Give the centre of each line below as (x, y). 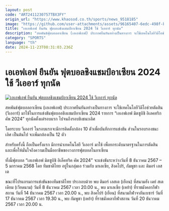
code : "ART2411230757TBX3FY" (36, 15)
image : (12, 24)
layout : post (19, 10)
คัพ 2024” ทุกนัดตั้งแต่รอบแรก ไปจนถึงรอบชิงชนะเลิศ (50, 119)
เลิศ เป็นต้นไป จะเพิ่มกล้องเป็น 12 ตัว (36, 134)
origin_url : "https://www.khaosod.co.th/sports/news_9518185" (72, 19)
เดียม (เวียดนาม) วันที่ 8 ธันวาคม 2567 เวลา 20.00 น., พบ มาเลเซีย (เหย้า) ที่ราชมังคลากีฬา (82, 187)
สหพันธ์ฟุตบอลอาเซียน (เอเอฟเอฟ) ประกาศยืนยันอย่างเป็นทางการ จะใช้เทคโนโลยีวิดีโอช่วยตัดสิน (84, 107)
